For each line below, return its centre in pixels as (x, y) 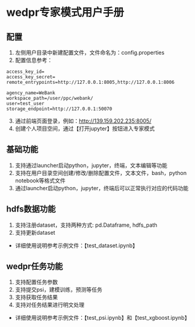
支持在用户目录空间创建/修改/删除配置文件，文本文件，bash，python (101, 173)
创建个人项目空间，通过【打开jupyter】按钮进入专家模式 (85, 129)
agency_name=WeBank (31, 93)
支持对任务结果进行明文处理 (50, 305)
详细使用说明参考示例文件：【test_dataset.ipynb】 (76, 245)
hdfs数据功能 (31, 209)
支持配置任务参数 (36, 282)
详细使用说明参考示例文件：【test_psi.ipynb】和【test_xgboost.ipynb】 (102, 318)
